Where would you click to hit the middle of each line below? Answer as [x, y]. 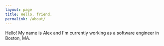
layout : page [19, 10]
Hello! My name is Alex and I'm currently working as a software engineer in [82, 33]
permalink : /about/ [25, 19]
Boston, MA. [18, 38]
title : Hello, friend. [29, 14]
